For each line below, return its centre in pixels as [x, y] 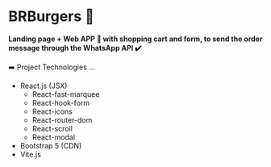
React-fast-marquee [66, 94]
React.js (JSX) [44, 86]
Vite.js [31, 154]
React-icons [52, 111]
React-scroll [52, 128]
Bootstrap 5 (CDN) [51, 145]
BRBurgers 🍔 [52, 17]
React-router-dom [62, 119]
